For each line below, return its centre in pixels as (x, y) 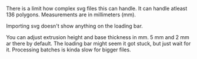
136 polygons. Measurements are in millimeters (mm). (71, 15)
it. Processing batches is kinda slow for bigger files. (69, 50)
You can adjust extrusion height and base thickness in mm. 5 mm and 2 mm (98, 37)
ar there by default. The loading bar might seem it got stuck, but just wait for (98, 44)
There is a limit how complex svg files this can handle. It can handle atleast (97, 8)
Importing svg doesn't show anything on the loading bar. (74, 26)
